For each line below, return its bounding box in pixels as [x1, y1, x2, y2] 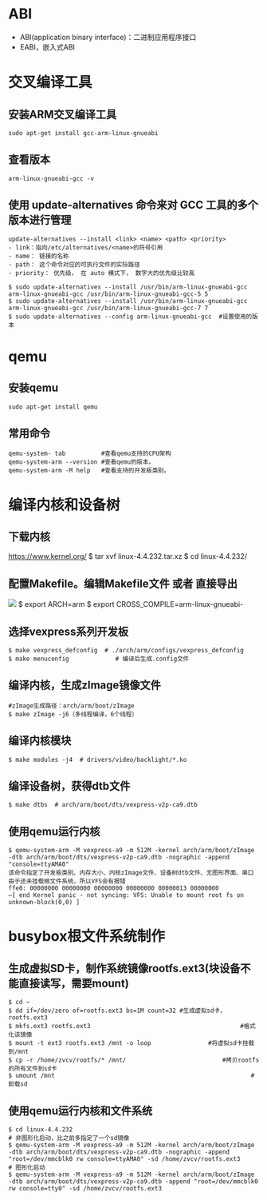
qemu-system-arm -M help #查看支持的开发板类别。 [8, 467, 171, 475]
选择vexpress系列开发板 [8, 624, 129, 638]
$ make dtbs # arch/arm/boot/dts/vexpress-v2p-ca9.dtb [8, 801, 198, 809]
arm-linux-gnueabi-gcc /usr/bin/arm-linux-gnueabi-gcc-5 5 [8, 289, 209, 298]
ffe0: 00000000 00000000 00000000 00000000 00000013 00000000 [8, 884, 219, 892]
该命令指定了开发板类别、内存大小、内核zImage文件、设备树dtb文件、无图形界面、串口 [8, 869, 254, 877]
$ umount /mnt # [8, 1072, 255, 1080]
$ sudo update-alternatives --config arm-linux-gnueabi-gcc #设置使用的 [8, 313, 253, 321]
